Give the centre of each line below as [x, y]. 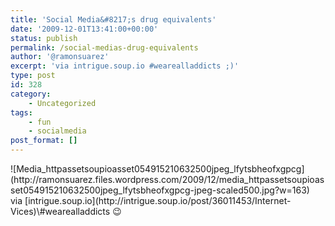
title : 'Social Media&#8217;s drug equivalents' [113, 19]
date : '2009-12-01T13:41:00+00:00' [84, 29]
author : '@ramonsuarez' [60, 57]
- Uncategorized [62, 103]
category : [31, 94]
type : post [33, 76]
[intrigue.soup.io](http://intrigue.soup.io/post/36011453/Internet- [158, 200]
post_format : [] [44, 141]
